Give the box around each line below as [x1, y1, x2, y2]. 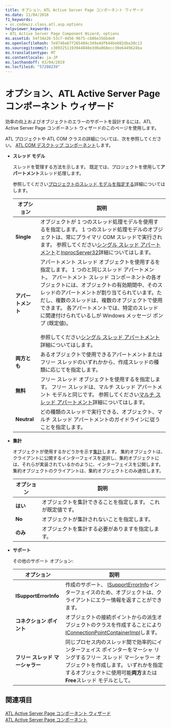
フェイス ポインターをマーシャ [80, 646, 153, 654]
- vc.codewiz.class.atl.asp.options [5, 21, 83, 27]
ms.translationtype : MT [5, 50, 56, 55]
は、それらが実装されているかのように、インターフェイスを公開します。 [12, 461, 164, 467]
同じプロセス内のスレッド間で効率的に [65, 639, 157, 646]
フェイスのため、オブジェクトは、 [75, 589, 157, 596]
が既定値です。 [41, 506, 77, 513]
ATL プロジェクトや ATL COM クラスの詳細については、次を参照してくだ [5, 136, 157, 142]
